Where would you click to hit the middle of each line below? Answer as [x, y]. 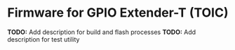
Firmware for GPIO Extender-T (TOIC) [118, 13]
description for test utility [43, 39]
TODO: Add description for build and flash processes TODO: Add [102, 32]
